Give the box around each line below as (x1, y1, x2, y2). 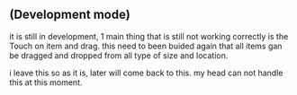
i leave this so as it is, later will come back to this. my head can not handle (9, 67, 283, 78)
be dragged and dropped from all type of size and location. (9, 49, 229, 61)
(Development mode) (9, 7, 130, 22)
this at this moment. (9, 76, 83, 88)
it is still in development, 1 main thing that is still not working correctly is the (9, 30, 289, 41)
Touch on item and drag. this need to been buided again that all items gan (9, 40, 283, 51)
